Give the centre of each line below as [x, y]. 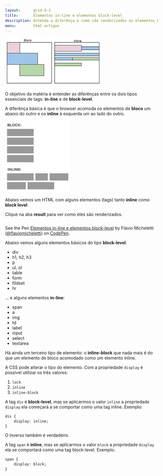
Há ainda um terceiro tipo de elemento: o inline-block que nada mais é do [79, 353]
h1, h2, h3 [22, 257]
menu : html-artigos [32, 26]
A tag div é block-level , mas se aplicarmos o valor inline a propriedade [77, 402]
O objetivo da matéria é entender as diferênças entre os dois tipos [71, 94]
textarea [20, 344]
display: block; [30, 464]
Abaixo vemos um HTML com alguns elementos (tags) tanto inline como [77, 200]
